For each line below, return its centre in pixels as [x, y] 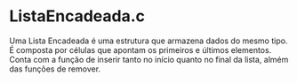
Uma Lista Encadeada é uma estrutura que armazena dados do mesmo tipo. [148, 41]
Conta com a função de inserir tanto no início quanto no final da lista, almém [149, 59]
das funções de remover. [55, 69]
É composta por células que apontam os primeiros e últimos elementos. [140, 49]
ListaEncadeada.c [77, 16]
